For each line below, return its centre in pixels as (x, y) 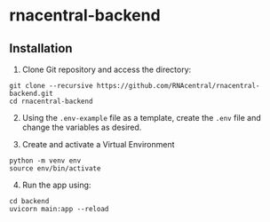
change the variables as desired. (82, 127)
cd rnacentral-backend (51, 101)
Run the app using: (56, 185)
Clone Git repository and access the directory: (107, 69)
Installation (41, 48)
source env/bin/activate (55, 169)
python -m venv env (45, 161)
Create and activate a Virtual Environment (98, 144)
